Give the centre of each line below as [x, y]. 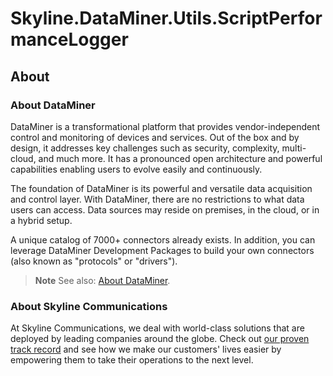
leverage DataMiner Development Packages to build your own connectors [162, 250]
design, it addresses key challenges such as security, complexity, [145, 148]
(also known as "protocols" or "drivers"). [94, 261]
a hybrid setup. [41, 220]
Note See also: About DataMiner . [102, 280]
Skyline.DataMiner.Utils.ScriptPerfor [166, 18]
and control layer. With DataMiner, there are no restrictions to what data [157, 199]
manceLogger [69, 39]
